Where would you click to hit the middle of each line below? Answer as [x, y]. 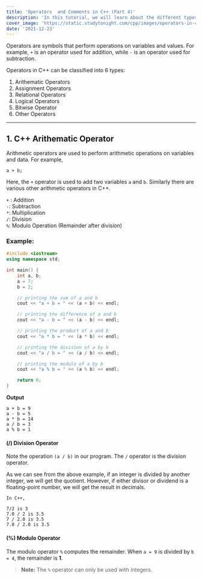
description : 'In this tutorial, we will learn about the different [94, 17]
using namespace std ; [33, 259]
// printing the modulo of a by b [60, 364]
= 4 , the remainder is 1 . [35, 558]
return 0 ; [29, 381]
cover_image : [23, 23]
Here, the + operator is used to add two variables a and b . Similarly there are [100, 182]
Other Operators [35, 114]
